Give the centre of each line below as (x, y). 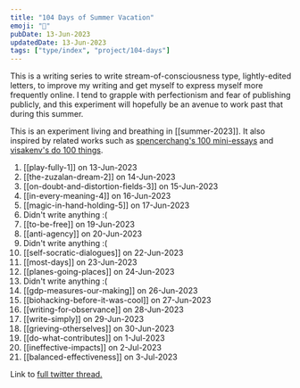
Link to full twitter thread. (56, 375)
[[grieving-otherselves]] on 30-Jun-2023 (99, 329)
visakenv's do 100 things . (57, 150)
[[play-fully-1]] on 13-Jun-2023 (80, 168)
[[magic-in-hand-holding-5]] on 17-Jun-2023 (106, 205)
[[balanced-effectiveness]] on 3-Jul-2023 (100, 357)
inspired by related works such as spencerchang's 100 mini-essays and (142, 141)
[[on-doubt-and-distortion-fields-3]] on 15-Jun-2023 (121, 186)
